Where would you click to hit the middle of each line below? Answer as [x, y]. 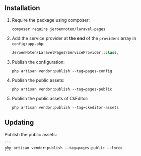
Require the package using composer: [51, 20]
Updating [19, 123]
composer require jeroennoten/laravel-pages [59, 29]
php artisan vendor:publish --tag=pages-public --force [64, 148]
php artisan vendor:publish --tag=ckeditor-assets [65, 107]
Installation [22, 8]
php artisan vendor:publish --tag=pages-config [62, 71]
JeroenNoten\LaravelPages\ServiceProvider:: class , [65, 52]
